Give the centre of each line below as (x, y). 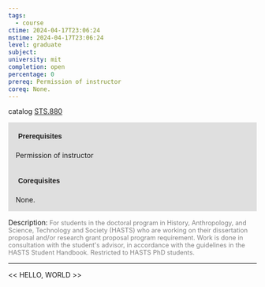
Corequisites (39, 181)
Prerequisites (40, 136)
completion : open (37, 67)
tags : (17, 15)
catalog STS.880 (35, 111)
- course (30, 23)
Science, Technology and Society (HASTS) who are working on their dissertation (128, 230)
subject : (22, 52)
